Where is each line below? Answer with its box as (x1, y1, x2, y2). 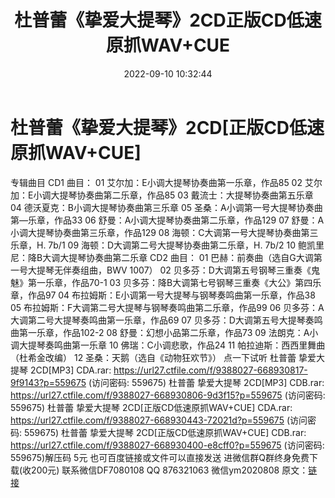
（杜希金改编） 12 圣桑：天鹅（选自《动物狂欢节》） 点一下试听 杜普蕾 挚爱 (10, 351, 317, 363)
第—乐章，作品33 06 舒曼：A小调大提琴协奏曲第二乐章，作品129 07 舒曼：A (10, 214, 325, 226)
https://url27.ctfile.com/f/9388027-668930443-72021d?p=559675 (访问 (10, 414, 308, 426)
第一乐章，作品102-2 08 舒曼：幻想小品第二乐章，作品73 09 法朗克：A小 (18, 326, 319, 338)
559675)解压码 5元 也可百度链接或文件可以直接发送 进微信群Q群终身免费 (10, 451, 310, 463)
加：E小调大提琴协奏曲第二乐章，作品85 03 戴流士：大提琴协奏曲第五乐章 (10, 189, 314, 201)
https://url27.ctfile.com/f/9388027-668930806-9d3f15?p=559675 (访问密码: (10, 389, 326, 401)
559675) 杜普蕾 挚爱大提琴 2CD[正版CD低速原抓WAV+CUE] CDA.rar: (10, 401, 293, 413)
